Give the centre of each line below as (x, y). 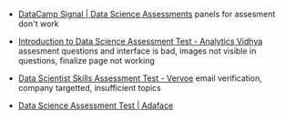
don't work (38, 24)
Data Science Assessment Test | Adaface (96, 105)
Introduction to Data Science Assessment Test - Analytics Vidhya (140, 41)
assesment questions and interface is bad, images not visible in (137, 51)
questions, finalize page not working (86, 60)
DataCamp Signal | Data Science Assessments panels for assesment (147, 14)
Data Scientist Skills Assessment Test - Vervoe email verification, (140, 78)
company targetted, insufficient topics (89, 88)
